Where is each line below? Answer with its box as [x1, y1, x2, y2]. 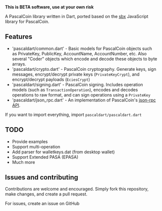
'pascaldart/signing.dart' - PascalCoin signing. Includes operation [12, 81, 144, 87]
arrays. [12, 61, 27, 67]
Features [5, 32, 32, 41]
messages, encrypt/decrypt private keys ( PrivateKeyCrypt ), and [12, 71, 140, 77]
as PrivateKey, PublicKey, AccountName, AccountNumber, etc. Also [12, 50, 147, 56]
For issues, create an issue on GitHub [5, 201, 80, 207]
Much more [12, 159, 35, 165]
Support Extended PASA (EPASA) [12, 154, 79, 160]
